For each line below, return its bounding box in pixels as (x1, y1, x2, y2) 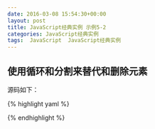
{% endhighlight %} (7, 113, 65, 122)
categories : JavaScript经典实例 (7, 30, 100, 38)
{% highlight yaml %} (7, 99, 70, 108)
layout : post (7, 17, 46, 24)
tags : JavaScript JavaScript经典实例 (7, 37, 122, 44)
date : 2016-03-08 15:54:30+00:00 (7, 10, 107, 18)
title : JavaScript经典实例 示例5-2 (7, 24, 107, 31)
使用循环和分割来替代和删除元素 (7, 65, 148, 77)
